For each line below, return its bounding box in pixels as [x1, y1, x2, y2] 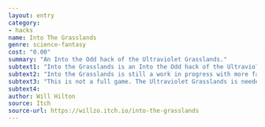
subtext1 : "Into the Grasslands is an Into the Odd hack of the [8, 63, 224, 71]
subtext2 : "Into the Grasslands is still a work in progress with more [8, 70, 248, 78]
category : [8, 19, 41, 27]
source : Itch [8, 99, 51, 107]
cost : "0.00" [8, 48, 51, 56]
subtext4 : [8, 84, 41, 93]
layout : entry [8, 11, 55, 20]
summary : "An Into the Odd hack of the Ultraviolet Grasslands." [8, 56, 227, 64]
